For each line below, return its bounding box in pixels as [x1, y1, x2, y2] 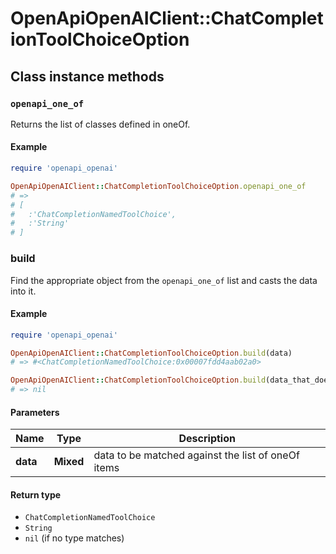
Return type [10, 488, 62, 501]
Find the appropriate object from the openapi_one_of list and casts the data [10, 274, 318, 286]
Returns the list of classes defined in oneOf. [10, 118, 191, 130]
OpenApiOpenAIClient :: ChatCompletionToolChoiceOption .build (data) [10, 348, 293, 358]
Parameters [10, 406, 60, 418]
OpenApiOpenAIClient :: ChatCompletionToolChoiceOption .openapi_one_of [10, 181, 307, 191]
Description [178, 432, 236, 446]
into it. [10, 285, 37, 297]
